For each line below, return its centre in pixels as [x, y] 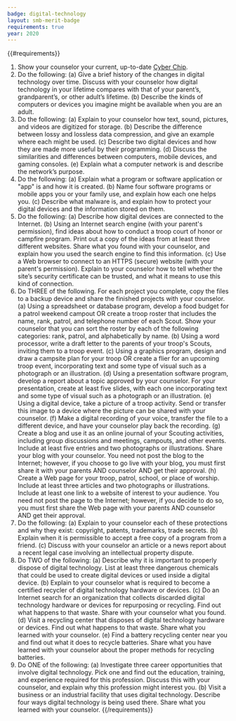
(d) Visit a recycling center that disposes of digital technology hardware [121, 620]
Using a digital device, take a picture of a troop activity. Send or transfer [122, 403]
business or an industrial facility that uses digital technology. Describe [119, 695]
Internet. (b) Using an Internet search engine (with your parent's [110, 224]
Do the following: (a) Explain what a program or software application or [120, 179]
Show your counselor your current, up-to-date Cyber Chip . [103, 67]
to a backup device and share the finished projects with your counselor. [121, 299]
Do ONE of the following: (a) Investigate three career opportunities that [120, 665]
